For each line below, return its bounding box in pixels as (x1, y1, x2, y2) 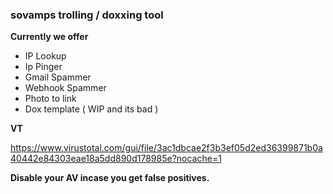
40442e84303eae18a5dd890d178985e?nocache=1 (10, 153, 222, 165)
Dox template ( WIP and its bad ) (24, 103, 159, 115)
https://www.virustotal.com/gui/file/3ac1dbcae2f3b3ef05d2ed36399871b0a (10, 142, 323, 154)
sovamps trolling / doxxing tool (10, 8, 164, 22)
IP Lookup (24, 50, 67, 62)
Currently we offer (10, 31, 89, 43)
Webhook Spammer (24, 82, 107, 94)
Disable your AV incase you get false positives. (10, 172, 210, 184)
